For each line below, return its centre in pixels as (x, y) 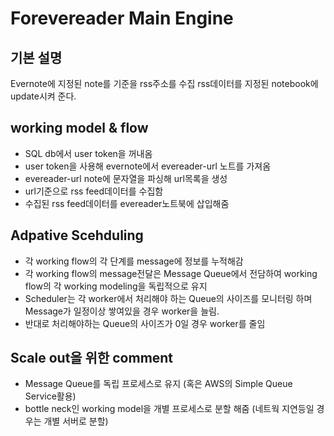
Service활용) (50, 396)
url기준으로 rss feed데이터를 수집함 (94, 191)
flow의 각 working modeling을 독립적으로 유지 (116, 286)
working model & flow (79, 128)
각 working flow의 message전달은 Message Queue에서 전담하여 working (171, 273)
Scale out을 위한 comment (92, 358)
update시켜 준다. (43, 96)
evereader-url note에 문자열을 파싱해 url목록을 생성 (126, 178)
